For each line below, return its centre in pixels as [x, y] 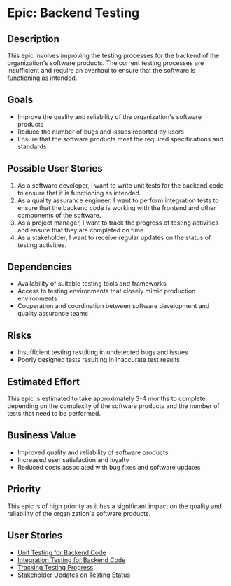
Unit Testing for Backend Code [62, 552]
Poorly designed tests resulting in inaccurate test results [99, 360]
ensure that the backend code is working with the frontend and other [117, 207]
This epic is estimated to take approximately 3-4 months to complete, [107, 399]
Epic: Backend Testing [73, 13]
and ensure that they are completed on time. [81, 230]
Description [33, 39]
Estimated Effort [44, 382]
